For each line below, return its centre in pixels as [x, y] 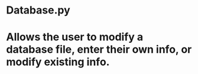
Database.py [38, 10]
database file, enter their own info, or [99, 50]
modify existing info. [58, 62]
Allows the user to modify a [75, 37]
